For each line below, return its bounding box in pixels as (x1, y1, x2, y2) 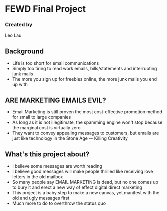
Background (5, 47, 44, 55)
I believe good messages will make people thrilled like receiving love (12, 168, 153, 174)
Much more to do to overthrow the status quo (12, 200, 106, 206)
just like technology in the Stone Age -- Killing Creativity (12, 135, 128, 141)
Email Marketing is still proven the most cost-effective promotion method (12, 109, 162, 115)
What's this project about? (5, 150, 90, 158)
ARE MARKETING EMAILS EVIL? (5, 96, 106, 104)
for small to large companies (12, 114, 71, 120)
